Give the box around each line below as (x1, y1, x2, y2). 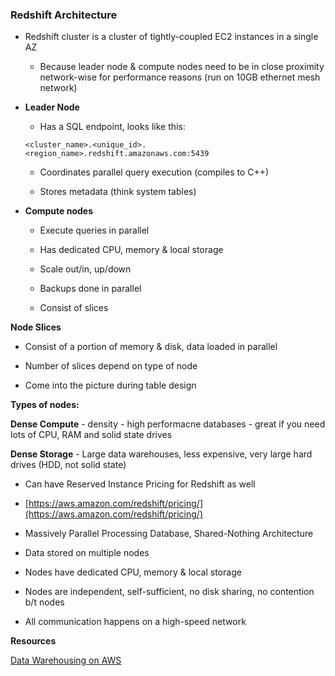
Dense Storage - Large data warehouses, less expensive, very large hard (10, 448, 313, 460)
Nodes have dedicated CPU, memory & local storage (24, 566, 242, 578)
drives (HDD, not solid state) (10, 459, 127, 471)
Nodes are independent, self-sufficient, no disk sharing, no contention (24, 586, 315, 598)
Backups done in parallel (39, 283, 142, 295)
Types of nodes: (10, 399, 80, 411)
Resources (10, 635, 57, 647)
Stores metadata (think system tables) (39, 186, 197, 198)
